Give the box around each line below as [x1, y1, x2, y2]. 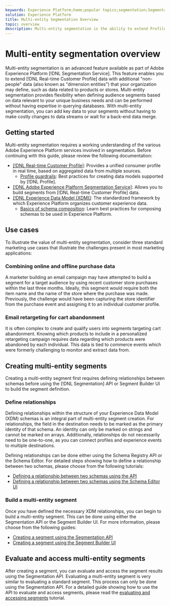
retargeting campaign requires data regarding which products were [5, 336, 146, 342]
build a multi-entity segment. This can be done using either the [5, 514, 137, 520]
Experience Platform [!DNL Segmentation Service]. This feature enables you [5, 71, 164, 77]
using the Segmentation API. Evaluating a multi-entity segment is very [5, 573, 151, 579]
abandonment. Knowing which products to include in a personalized [5, 331, 147, 337]
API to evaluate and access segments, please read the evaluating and [5, 589, 150, 595]
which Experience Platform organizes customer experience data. [12, 200, 148, 206]
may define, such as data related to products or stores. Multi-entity [5, 87, 145, 93]
